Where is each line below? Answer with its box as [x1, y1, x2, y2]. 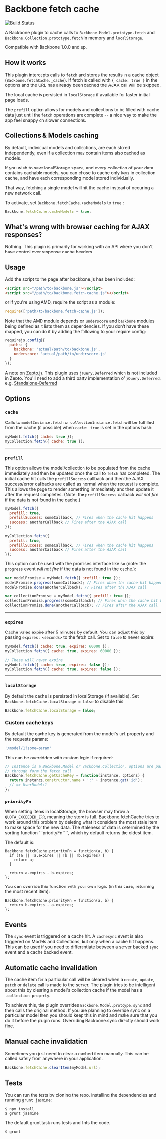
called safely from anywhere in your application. [5, 1055, 103, 1061]
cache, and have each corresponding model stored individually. [5, 175, 134, 181]
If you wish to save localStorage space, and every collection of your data [5, 165, 154, 170]
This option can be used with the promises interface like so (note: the [5, 561, 146, 567]
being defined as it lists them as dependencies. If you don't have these [5, 323, 149, 329]
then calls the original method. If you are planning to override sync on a [5, 1007, 151, 1013]
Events [5, 920, 27, 928]
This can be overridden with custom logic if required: [5, 755, 113, 760]
